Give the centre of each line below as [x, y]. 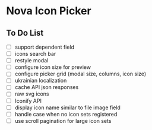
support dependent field [44, 47]
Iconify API [28, 101]
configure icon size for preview [53, 67]
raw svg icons [32, 94]
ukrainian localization [41, 81]
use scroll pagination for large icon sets [63, 121]
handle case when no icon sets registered [66, 114]
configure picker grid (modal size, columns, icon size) [80, 74]
